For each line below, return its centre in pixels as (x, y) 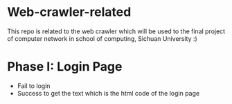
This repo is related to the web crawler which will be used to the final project (116, 31)
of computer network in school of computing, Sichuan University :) (102, 38)
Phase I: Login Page (65, 67)
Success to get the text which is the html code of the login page (108, 93)
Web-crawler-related (69, 12)
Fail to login (34, 86)
